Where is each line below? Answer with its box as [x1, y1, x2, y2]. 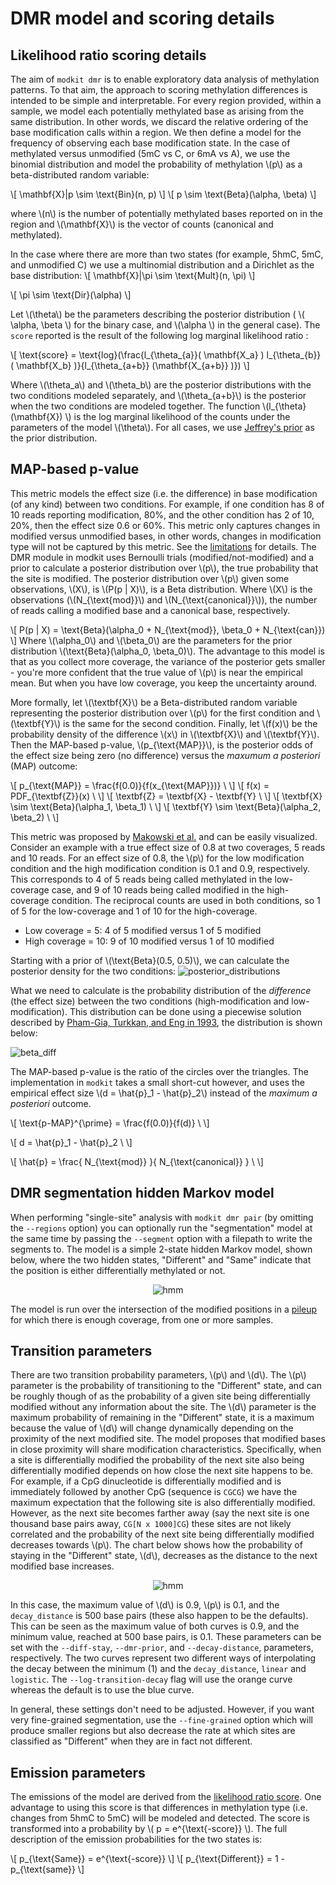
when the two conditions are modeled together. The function [10, 400, 261, 412]
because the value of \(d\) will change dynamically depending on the [10, 1422, 294, 1434]
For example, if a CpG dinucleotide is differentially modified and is [10, 1475, 282, 1487]
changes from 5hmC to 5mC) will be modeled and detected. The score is [10, 1812, 310, 1824]
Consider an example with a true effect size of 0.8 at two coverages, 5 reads [10, 841, 326, 853]
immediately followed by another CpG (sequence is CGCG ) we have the [10, 1486, 298, 1498]
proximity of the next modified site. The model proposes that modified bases [10, 1433, 326, 1445]
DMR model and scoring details [10, 7, 275, 30]
